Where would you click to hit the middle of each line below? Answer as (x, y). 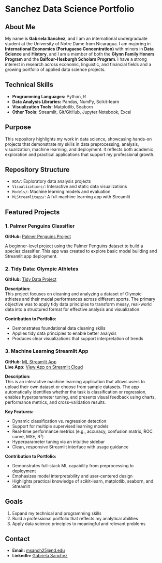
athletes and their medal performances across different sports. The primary (80, 299)
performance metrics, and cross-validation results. (56, 402)
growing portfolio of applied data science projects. (55, 69)
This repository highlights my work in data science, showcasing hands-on (79, 139)
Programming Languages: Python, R (49, 96)
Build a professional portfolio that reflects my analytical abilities (75, 518)
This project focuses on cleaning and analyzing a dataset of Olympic (73, 294)
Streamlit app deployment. (31, 256)
